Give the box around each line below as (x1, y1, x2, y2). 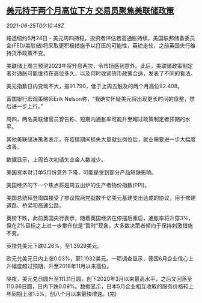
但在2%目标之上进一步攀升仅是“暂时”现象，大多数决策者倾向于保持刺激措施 (6, 221, 194, 229)
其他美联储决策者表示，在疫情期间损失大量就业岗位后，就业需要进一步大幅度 (6, 136, 196, 143)
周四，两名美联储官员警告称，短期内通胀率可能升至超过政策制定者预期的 (6, 115, 185, 122)
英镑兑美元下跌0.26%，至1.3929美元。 (6, 242, 103, 249)
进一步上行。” (11, 103, 43, 110)
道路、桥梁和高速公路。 (6, 202, 64, 209)
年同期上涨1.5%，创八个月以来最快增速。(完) (6, 290, 117, 297)
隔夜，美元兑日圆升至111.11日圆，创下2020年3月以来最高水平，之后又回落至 (6, 275, 192, 282)
